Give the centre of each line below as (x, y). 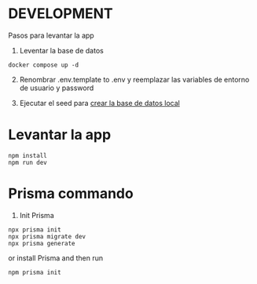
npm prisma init (35, 272)
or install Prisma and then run (56, 258)
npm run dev (28, 162)
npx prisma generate (42, 243)
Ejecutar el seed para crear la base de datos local (100, 103)
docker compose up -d (44, 65)
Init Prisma (37, 215)
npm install (28, 155)
